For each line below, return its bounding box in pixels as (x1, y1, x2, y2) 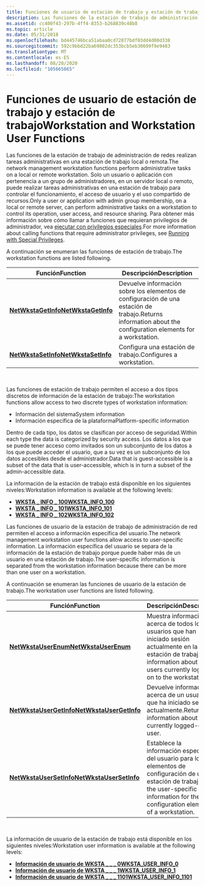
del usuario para (146, 754, 193, 763)
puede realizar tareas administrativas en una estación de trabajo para (6, 184, 181, 192)
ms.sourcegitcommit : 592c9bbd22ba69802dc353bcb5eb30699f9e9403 (6, 43, 171, 50)
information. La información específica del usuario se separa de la (6, 542, 173, 550)
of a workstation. (146, 808, 195, 816)
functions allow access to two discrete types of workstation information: (6, 399, 188, 406)
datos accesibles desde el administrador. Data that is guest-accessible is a (6, 455, 193, 462)
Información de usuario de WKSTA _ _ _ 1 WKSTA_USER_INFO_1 (15, 867, 176, 874)
